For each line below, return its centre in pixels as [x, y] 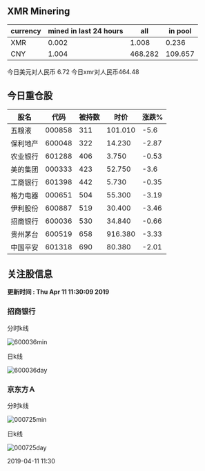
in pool [180, 30]
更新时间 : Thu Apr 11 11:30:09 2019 [58, 292]
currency [26, 30]
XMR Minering [39, 11]
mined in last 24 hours [86, 30]
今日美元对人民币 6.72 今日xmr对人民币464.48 [73, 71]
